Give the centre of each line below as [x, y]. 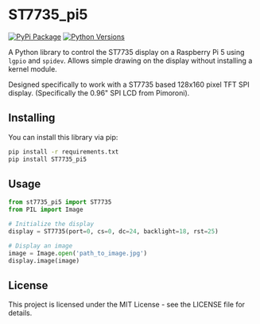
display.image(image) [44, 260]
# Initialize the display [51, 224]
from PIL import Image [46, 210]
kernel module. [33, 68]
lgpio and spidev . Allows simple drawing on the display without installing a [130, 61]
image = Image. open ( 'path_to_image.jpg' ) [78, 253]
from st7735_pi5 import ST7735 [60, 202]
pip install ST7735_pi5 [48, 159]
